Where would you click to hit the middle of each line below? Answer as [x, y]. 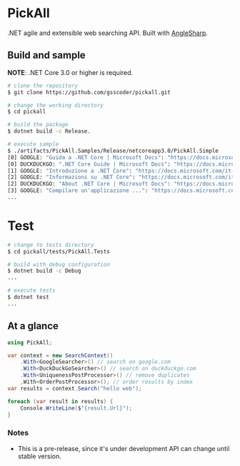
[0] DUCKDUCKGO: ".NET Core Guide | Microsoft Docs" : [89, 164]
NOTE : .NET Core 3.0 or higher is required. [70, 72]
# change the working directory [55, 105]
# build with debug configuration [59, 264]
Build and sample [46, 55]
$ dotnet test [29, 298]
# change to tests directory [51, 245]
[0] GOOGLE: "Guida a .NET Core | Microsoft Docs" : [86, 157]
